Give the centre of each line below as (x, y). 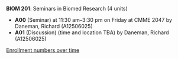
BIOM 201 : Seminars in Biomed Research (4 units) (67, 9)
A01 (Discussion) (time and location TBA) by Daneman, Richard (92, 32)
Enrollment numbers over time (43, 50)
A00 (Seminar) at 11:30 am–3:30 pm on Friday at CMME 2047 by (93, 20)
